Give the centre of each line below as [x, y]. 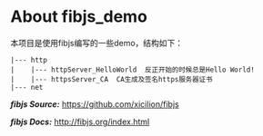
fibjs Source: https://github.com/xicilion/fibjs [95, 104]
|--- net [27, 87]
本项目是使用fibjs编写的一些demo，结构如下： [97, 43]
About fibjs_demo [79, 17]
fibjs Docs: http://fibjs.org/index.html [80, 121]
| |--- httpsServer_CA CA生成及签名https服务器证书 [111, 79]
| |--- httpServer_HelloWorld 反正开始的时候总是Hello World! [133, 70]
